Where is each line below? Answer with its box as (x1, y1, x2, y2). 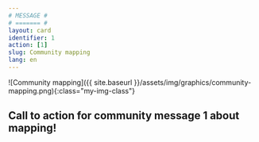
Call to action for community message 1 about (8, 109, 240, 123)
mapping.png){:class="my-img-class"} (8, 86, 135, 95)
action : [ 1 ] (8, 41, 48, 49)
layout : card (8, 26, 52, 34)
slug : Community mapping (8, 48, 91, 56)
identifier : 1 (8, 33, 56, 42)
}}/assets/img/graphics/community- (133, 77, 252, 87)
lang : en (8, 56, 37, 64)
